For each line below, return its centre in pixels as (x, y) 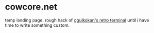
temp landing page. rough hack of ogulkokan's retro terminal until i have (77, 20)
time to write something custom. (37, 25)
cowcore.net (31, 7)
